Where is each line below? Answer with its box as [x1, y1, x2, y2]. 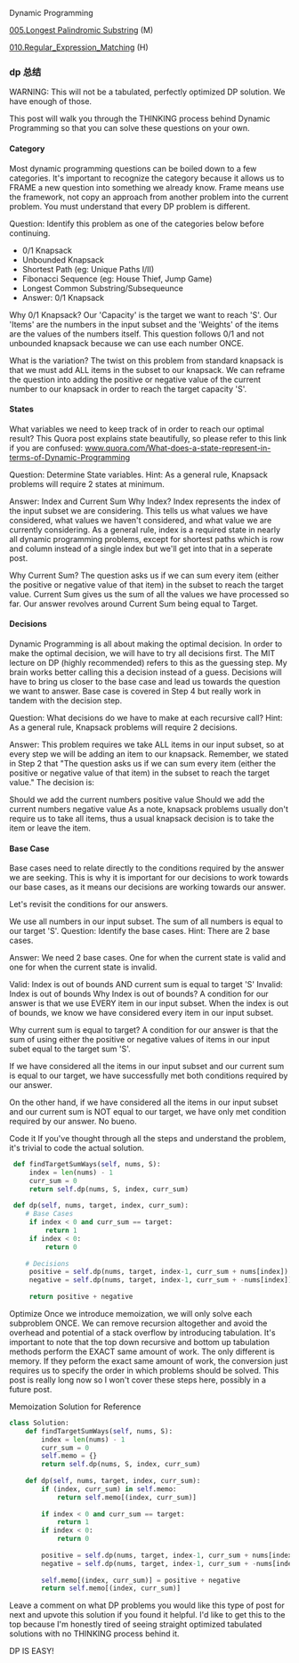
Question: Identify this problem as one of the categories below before [9, 218, 264, 229]
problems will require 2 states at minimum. [9, 478, 165, 489]
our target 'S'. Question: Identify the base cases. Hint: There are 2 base [9, 926, 271, 937]
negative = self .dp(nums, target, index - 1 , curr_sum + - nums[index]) [28, 1276, 293, 1285]
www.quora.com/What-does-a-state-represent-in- [84, 442, 271, 453]
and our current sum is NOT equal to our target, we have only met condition [9, 1107, 287, 1117]
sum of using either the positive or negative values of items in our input [9, 1034, 271, 1045]
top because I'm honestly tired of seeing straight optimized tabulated [9, 1619, 263, 1630]
